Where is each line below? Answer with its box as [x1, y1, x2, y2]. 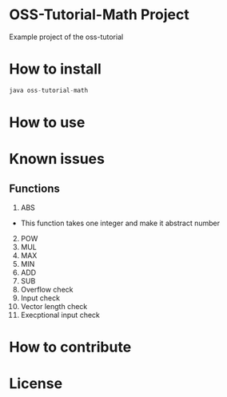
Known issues [9, 150, 105, 169]
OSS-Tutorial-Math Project [9, 6, 190, 24]
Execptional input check [20, 310, 101, 320]
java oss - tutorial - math [9, 86, 89, 94]
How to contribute [9, 338, 132, 356]
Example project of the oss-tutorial [9, 32, 124, 42]
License [9, 375, 63, 393]
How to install [9, 60, 102, 78]
